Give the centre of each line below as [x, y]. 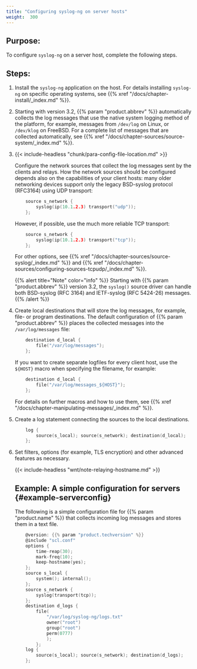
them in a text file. [36, 524]
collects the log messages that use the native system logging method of [102, 118]
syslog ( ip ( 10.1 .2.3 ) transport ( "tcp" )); [86, 240]
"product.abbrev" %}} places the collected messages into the [89, 323]
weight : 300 [22, 17]
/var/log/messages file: [42, 329]
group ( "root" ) [64, 628]
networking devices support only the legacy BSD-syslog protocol [94, 184]
